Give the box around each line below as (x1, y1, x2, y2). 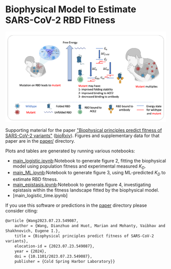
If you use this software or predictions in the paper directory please (5, 202, 147, 208)
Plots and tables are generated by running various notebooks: (5, 148, 135, 154)
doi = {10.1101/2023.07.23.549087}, (14, 254, 93, 259)
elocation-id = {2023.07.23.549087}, (14, 244, 95, 249)
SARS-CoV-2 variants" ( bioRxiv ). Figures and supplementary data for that (5, 132, 160, 139)
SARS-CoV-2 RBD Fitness (5, 14, 116, 26)
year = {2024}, (14, 249, 47, 254)
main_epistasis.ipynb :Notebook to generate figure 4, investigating (12, 182, 151, 188)
